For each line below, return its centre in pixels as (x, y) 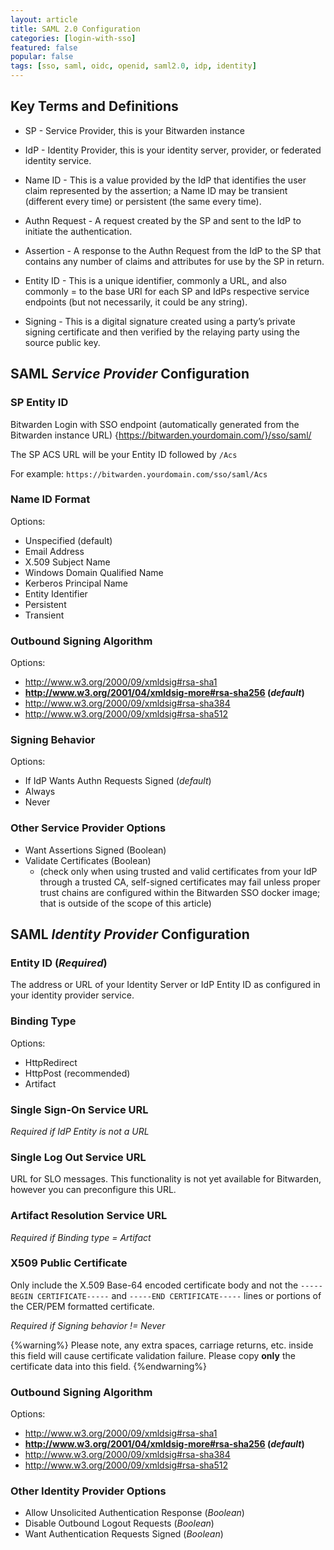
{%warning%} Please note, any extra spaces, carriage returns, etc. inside (162, 1345)
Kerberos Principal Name (76, 583)
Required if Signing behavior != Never (88, 1325)
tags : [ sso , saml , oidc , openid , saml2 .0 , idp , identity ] (133, 66)
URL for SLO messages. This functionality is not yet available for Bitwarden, (166, 1179)
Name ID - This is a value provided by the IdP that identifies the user (165, 180)
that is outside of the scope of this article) (125, 903)
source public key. (62, 342)
